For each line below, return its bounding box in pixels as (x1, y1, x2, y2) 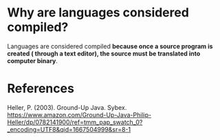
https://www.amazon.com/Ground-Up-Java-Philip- (7, 110, 152, 119)
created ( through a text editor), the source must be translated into (7, 49, 201, 58)
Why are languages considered (7, 5, 189, 21)
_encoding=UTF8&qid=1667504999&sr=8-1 (7, 125, 131, 133)
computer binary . (7, 56, 58, 65)
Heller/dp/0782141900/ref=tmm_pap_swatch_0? (7, 118, 143, 126)
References (7, 81, 74, 97)
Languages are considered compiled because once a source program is (7, 42, 213, 50)
